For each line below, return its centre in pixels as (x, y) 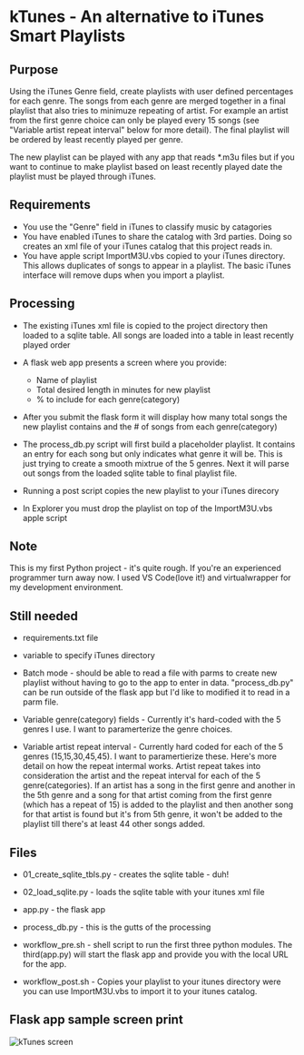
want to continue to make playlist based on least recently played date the (146, 167)
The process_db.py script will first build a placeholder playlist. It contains (159, 444)
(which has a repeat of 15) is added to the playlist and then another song (158, 804)
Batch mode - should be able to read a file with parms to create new (150, 673)
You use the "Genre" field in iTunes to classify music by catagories (147, 227)
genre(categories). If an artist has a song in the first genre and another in (159, 785)
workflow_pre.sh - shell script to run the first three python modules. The (157, 945)
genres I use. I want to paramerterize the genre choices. (127, 729)
